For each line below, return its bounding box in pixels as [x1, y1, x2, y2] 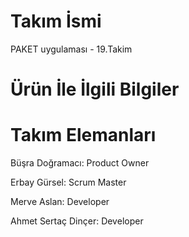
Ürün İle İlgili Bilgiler [10, 78, 180, 101]
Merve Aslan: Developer [10, 196, 110, 208]
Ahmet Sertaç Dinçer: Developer [10, 215, 144, 227]
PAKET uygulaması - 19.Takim [10, 43, 133, 55]
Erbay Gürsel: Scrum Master [10, 176, 127, 189]
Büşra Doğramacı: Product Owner [10, 157, 150, 169]
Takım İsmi [10, 10, 102, 33]
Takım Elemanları [10, 124, 157, 147]
